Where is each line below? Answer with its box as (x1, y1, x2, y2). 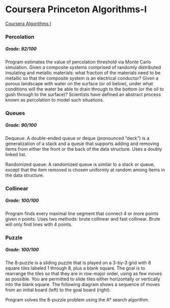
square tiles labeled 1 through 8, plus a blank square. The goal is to (5, 265, 146, 271)
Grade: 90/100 (5, 122, 37, 128)
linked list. (5, 151, 26, 157)
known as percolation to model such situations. (5, 97, 104, 103)
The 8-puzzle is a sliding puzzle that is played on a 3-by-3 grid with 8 (5, 259, 151, 266)
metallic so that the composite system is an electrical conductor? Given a (5, 75, 159, 81)
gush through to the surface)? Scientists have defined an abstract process (5, 91, 161, 98)
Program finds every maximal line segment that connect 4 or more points (5, 210, 159, 217)
